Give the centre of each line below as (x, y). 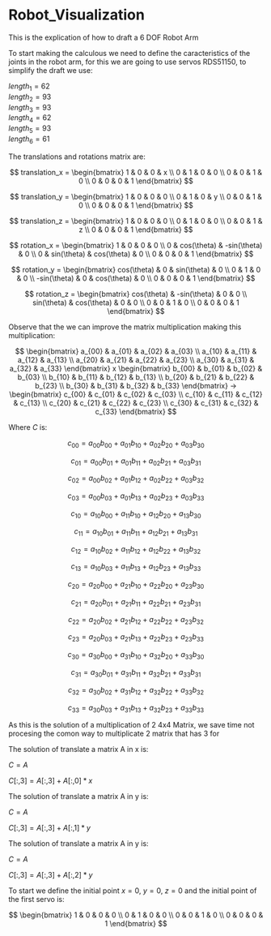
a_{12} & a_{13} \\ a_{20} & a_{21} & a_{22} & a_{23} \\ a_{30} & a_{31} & (136, 359)
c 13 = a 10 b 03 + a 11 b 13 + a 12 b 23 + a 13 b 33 (136, 567)
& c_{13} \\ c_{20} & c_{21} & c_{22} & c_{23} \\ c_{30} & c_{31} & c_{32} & (136, 402)
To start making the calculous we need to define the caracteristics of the (129, 53)
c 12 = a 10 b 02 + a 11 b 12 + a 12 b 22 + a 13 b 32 (136, 550)
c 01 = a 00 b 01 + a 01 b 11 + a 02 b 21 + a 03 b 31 (136, 462)
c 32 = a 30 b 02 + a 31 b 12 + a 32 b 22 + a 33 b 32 (136, 691)
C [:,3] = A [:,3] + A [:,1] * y (50, 828)
